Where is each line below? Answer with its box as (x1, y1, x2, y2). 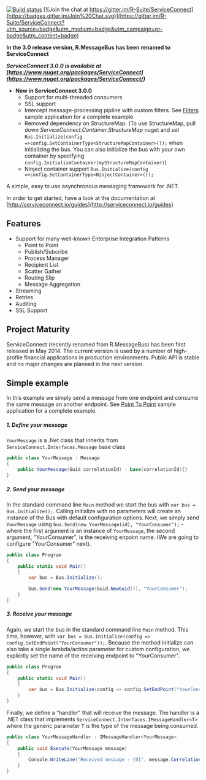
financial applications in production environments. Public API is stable (24, 353, 200, 361)
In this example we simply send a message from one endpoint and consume (6, 394, 199, 402)
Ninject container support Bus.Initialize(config (24, 166, 148, 172)
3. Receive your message (6, 610, 72, 617)
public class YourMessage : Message (6, 455, 100, 461)
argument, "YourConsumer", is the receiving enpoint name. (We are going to (6, 533, 199, 541)
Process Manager (24, 254, 69, 262)
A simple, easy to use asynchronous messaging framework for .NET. (6, 183, 180, 189)
